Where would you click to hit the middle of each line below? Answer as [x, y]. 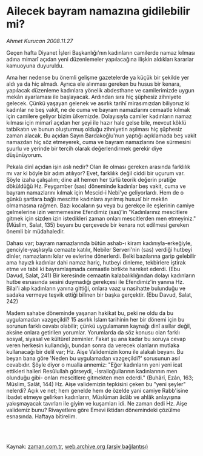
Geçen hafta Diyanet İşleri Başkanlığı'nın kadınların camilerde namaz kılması [101, 52]
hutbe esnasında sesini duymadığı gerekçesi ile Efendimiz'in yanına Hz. [95, 282]
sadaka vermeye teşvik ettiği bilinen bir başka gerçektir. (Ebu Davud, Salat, [99, 295]
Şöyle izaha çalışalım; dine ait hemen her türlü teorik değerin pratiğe [91, 179]
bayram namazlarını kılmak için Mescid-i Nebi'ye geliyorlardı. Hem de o [95, 192]
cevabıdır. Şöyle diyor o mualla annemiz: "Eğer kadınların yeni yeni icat [95, 364]
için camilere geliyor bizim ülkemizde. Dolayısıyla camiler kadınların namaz [99, 116]
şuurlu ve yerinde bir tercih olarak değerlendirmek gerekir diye [84, 148]
